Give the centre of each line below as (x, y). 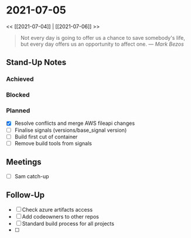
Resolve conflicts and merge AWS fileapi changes (75, 123)
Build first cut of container (46, 137)
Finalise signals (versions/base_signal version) (71, 130)
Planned (18, 111)
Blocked (18, 95)
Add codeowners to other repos (61, 217)
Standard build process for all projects (68, 224)
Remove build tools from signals (53, 143)
